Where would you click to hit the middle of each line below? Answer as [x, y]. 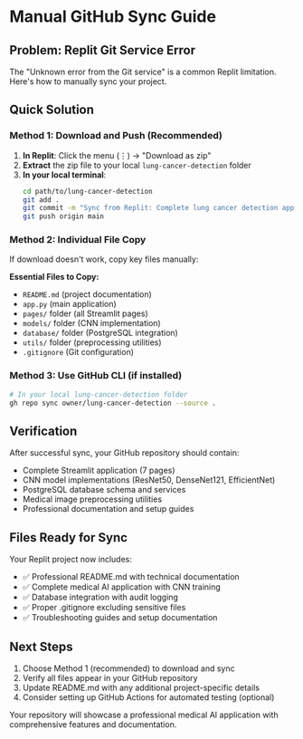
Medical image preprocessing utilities [92, 499]
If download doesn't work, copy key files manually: [104, 259]
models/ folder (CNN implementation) [91, 323]
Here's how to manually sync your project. [88, 82]
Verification [43, 431]
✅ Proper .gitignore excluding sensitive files [104, 608]
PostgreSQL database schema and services [104, 490]
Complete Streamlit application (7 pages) [99, 470]
